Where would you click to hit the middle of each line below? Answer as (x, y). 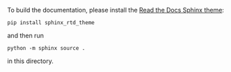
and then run (25, 35)
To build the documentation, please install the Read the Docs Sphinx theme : (116, 10)
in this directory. (30, 61)
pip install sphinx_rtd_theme (51, 23)
